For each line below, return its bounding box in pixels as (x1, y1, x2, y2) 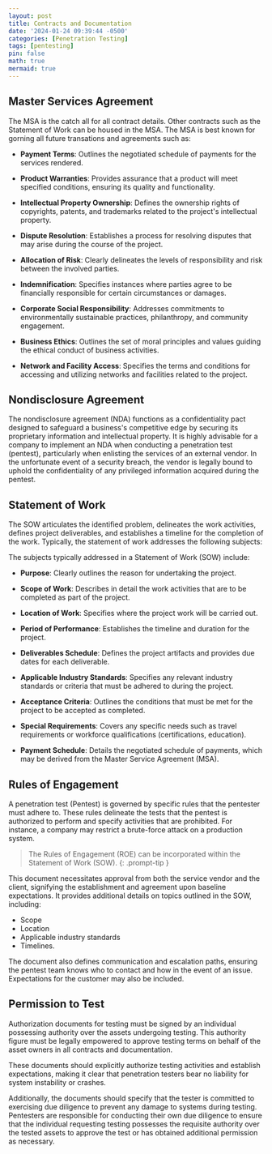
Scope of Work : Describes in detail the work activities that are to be (19, 584, 247, 594)
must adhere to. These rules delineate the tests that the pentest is (8, 808, 228, 817)
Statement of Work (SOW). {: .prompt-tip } (28, 858, 169, 867)
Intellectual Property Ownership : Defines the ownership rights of (19, 198, 240, 207)
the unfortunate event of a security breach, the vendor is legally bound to (8, 457, 253, 467)
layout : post (8, 11, 53, 20)
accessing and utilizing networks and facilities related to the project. (19, 370, 249, 379)
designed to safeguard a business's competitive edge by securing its (8, 423, 239, 433)
